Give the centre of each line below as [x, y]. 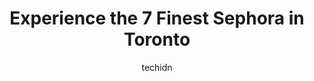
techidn [157, 67]
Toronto [157, 39]
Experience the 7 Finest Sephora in [157, 18]
